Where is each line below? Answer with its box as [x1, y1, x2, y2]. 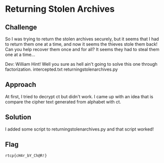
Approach [5, 81, 36, 89]
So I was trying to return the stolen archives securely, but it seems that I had [5, 36, 159, 42]
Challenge [5, 23, 37, 31]
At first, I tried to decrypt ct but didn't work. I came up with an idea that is [5, 93, 154, 99]
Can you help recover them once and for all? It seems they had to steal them [5, 47, 160, 52]
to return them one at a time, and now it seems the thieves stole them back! [5, 41, 158, 47]
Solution [5, 113, 31, 121]
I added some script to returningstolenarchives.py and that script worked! [5, 126, 154, 132]
